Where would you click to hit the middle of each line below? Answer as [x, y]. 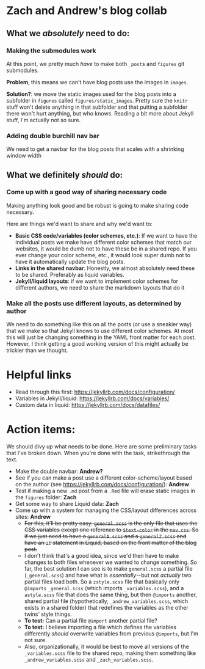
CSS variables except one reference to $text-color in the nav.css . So [111, 530]
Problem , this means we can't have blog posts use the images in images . [97, 82]
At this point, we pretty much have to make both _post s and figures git [95, 64]
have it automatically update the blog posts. [70, 261]
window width [24, 156]
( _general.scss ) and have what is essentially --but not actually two [108, 576]
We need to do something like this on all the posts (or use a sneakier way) [99, 324]
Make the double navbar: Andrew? [59, 472]
